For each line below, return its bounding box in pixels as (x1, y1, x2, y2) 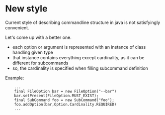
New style (5, 3, 48, 14)
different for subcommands (12, 60, 69, 66)
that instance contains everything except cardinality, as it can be (12, 54, 145, 60)
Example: (5, 75, 24, 81)
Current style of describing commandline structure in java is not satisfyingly (5, 19, 161, 25)
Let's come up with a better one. (5, 34, 72, 40)
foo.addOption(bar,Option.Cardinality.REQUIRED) (14, 102, 117, 107)
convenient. (5, 24, 29, 30)
